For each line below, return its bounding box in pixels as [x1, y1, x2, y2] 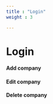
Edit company [6, 78, 41, 85]
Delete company [6, 92, 47, 99]
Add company [6, 64, 41, 71]
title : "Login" [6, 8, 46, 15]
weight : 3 [6, 14, 33, 20]
